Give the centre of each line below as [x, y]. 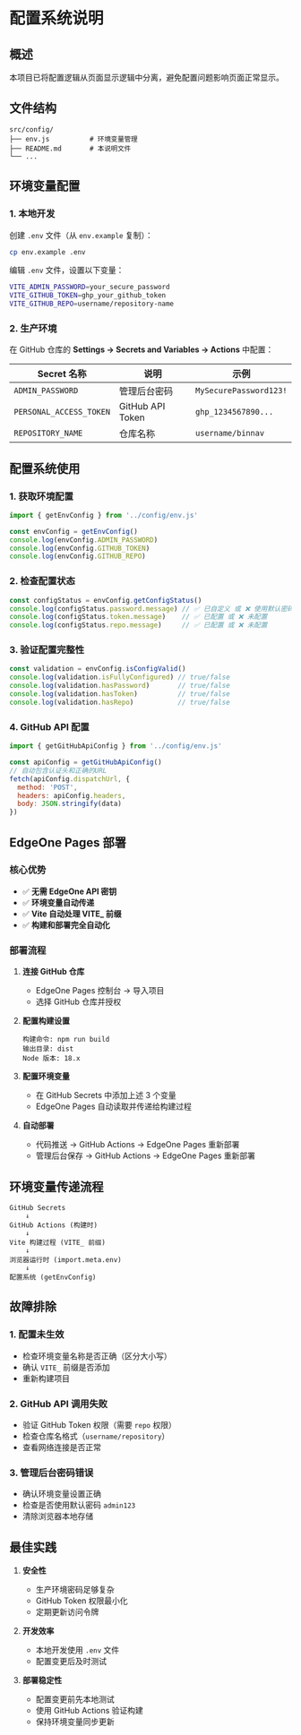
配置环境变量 [46, 1077]
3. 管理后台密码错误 [52, 1473]
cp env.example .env [48, 252]
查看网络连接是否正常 [61, 1447]
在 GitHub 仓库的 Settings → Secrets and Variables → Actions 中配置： [142, 349]
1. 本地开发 [32, 214]
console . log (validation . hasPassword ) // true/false [120, 686]
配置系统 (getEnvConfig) [53, 1277]
